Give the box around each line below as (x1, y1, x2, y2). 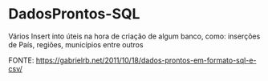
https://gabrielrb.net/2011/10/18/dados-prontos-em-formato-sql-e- (35, 55, 257, 65)
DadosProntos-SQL (8, 5, 140, 23)
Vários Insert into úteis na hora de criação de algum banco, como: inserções (8, 31, 261, 41)
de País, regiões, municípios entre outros (8, 39, 144, 49)
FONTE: (8, 55, 35, 65)
